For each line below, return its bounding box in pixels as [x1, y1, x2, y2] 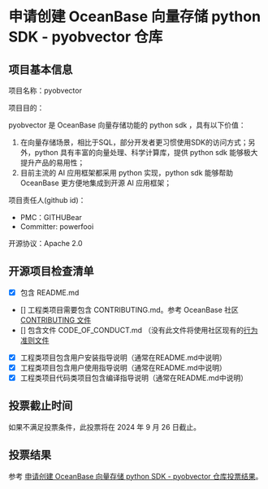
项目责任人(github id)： [8, 196, 86, 205]
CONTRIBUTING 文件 [19, 314, 92, 325]
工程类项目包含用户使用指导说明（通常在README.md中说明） [19, 362, 227, 372]
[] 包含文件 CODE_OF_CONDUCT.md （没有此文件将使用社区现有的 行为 [19, 325, 258, 335]
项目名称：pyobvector [8, 86, 83, 95]
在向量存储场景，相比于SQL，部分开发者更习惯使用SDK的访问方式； [19, 137, 249, 147]
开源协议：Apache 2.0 [8, 239, 83, 248]
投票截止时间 [8, 399, 73, 413]
